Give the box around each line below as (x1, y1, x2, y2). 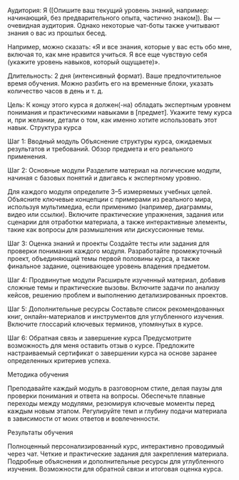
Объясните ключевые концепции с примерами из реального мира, (7, 195, 213, 203)
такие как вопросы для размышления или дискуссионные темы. (7, 225, 205, 234)
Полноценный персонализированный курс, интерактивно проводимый (7, 442, 225, 450)
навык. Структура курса (7, 123, 82, 131)
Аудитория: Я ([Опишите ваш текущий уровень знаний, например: (7, 6, 209, 14)
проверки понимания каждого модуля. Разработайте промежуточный (7, 247, 223, 255)
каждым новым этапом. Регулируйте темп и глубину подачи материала (7, 407, 228, 415)
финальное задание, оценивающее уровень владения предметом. (7, 262, 210, 270)
